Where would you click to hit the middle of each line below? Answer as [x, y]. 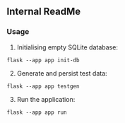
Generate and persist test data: [62, 73]
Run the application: [46, 99]
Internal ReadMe [44, 12]
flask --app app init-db [43, 60]
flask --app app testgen [43, 86]
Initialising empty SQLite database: [67, 47]
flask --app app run [37, 112]
